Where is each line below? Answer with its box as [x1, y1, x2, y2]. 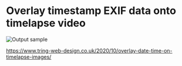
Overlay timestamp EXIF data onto [6, 4, 177, 18]
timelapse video [6, 16, 86, 30]
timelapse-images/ [6, 53, 52, 60]
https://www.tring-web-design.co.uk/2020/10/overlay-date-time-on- [6, 47, 173, 54]
